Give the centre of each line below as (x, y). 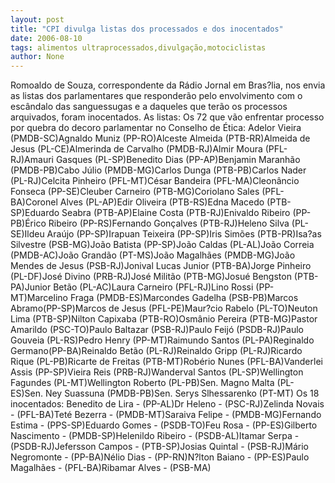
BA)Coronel (34, 202)
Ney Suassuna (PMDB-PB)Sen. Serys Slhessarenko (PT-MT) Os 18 (182, 393)
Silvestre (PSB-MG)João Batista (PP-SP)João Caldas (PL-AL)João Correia (162, 245)
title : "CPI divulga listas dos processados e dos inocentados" (147, 29)
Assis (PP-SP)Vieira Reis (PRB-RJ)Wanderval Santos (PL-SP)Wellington (157, 372)
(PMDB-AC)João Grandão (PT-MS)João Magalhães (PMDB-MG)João (153, 255)
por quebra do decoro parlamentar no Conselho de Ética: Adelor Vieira (156, 128)
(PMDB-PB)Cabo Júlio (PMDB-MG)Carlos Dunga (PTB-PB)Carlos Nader (158, 170)
